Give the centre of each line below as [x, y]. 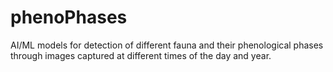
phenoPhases [69, 17]
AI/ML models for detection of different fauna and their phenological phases [167, 45]
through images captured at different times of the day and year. [141, 55]
